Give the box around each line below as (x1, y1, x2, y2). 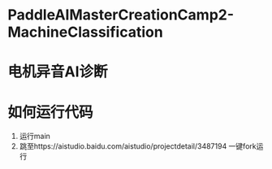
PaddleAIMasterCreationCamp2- (7, 6, 235, 24)
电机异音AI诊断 (7, 63, 108, 81)
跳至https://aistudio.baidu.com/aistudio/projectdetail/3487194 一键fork (19, 141, 257, 151)
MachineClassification (7, 23, 163, 41)
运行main (19, 132, 50, 141)
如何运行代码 (7, 103, 94, 121)
